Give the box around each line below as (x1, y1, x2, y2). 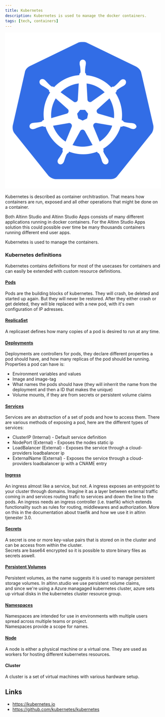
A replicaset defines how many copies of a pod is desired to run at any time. (5, 329, 160, 335)
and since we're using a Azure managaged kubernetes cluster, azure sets (5, 585, 155, 591)
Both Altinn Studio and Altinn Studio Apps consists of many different (5, 214, 144, 220)
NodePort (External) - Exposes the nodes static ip (12, 439, 114, 445)
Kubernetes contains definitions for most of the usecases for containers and (5, 263, 161, 269)
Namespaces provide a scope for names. (5, 623, 89, 629)
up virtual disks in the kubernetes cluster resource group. (5, 591, 122, 597)
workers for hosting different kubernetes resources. (5, 651, 111, 657)
